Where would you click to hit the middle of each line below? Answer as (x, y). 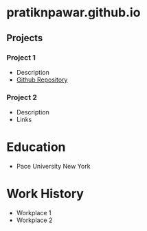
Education (36, 147)
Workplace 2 (34, 220)
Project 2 (22, 97)
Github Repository (42, 80)
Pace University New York (53, 167)
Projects (25, 38)
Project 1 (21, 58)
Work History (45, 194)
